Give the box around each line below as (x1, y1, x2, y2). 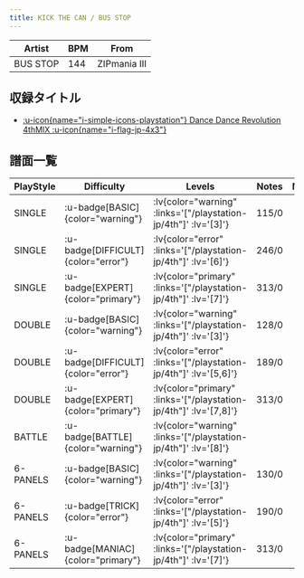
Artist (24, 42, 50, 54)
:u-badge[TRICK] (64, 499, 140, 512)
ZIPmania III (97, 57, 147, 70)
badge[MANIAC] (64, 543, 136, 555)
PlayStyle (14, 180, 56, 193)
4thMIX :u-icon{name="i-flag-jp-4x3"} (22, 124, 167, 136)
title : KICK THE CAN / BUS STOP (9, 13, 131, 23)
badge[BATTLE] (64, 431, 133, 443)
